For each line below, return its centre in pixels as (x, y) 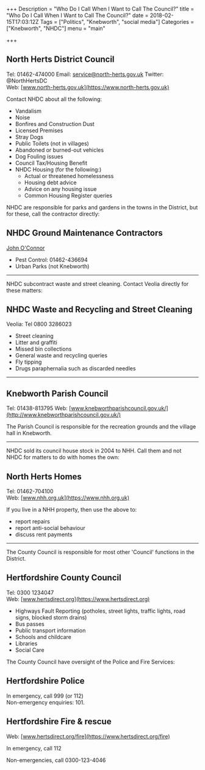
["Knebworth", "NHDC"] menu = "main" (56, 28)
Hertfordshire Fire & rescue (59, 722)
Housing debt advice (50, 182)
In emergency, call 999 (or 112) (45, 696)
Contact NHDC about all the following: (54, 99)
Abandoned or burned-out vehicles (59, 150)
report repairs (32, 521)
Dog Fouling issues (39, 156)
